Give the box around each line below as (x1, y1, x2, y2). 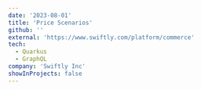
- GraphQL (15, 56, 47, 63)
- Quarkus (15, 48, 47, 56)
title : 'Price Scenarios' (8, 19, 93, 27)
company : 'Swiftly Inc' (8, 63, 86, 70)
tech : (8, 41, 26, 49)
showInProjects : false (8, 70, 82, 77)
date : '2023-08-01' (8, 11, 72, 20)
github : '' (8, 26, 44, 34)
